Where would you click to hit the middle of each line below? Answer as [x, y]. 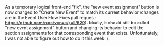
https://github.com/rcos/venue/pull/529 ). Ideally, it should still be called [77, 23]
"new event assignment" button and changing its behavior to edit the [74, 28]
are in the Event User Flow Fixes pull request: [51, 17]
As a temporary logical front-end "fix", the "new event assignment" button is [82, 7]
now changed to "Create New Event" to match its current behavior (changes [82, 12]
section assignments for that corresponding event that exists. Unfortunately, [82, 33]
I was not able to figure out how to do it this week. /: [58, 38]
